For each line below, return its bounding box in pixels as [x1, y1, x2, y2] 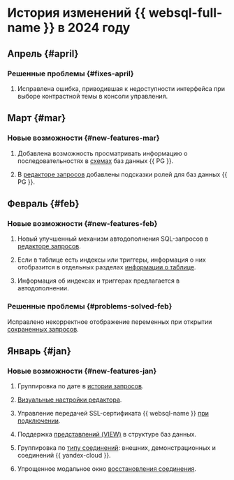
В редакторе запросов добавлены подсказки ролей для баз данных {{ [17, 170, 228, 178]
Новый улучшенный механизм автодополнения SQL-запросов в [17, 234, 209, 243]
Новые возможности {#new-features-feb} [7, 218, 158, 228]
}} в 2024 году [43, 20, 131, 36]
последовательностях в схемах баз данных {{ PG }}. [17, 156, 174, 165]
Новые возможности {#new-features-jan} [7, 366, 157, 376]
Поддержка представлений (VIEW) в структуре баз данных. [17, 430, 197, 439]
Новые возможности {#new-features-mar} [7, 133, 160, 143]
